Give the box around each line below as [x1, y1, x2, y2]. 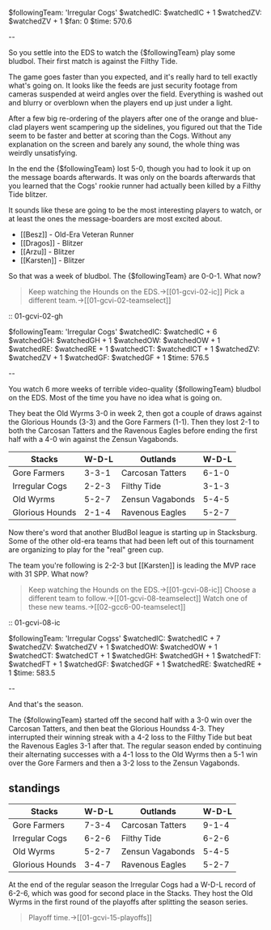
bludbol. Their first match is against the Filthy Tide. [8, 57, 178, 66]
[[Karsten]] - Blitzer [19, 255, 85, 265]
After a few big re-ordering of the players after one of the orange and [8, 114, 239, 123]
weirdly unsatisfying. [8, 148, 78, 157]
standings [8, 782, 61, 795]
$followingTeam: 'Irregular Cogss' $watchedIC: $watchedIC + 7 [8, 633, 221, 643]
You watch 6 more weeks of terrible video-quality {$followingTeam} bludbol [8, 384, 261, 393]
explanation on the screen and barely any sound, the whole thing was [8, 139, 240, 149]
